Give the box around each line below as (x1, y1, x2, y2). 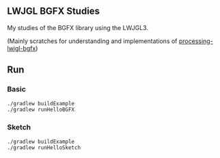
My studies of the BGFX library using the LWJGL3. (7, 23, 149, 31)
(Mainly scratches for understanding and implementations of (7, 37, 178, 45)
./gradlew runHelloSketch (7, 144, 81, 151)
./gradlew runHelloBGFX (7, 106, 75, 114)
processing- (178, 37, 213, 45)
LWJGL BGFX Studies (7, 5, 100, 17)
